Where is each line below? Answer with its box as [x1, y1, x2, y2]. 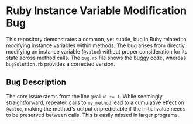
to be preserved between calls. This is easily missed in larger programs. [6, 111, 180, 118]
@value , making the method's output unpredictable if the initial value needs [6, 105, 186, 112]
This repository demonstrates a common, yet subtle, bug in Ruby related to [6, 36, 187, 42]
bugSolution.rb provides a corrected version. [6, 60, 115, 68]
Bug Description [6, 77, 66, 87]
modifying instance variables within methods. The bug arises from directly [6, 42, 185, 49]
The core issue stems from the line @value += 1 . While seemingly [6, 93, 163, 100]
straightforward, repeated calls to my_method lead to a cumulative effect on [6, 99, 184, 106]
